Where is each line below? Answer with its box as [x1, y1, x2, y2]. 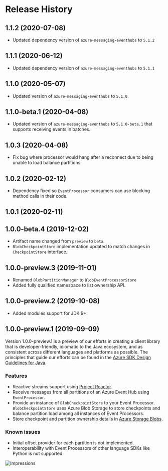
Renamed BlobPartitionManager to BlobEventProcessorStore [12, 277, 137, 283]
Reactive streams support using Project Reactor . [12, 384, 112, 389]
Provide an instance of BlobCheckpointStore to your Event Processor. [12, 400, 155, 405]
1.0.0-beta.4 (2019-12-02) [5, 224, 89, 233]
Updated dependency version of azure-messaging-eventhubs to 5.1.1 [12, 65, 155, 71]
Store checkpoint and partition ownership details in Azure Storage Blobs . [12, 416, 163, 422]
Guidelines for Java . [5, 360, 47, 366]
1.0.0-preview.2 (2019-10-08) [5, 297, 100, 306]
